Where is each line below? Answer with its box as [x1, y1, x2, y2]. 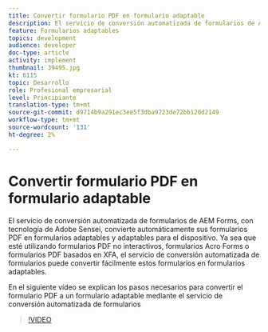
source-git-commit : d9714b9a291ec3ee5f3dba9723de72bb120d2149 [8, 109, 219, 117]
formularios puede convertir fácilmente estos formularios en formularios [8, 258, 246, 268]
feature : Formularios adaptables [8, 26, 120, 34]
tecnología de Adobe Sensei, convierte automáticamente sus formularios [8, 224, 248, 234]
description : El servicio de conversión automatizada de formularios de [8, 19, 255, 27]
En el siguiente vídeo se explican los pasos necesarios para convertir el [8, 282, 243, 292]
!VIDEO [27, 314, 52, 324]
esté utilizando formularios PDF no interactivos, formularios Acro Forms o [8, 241, 250, 250]
